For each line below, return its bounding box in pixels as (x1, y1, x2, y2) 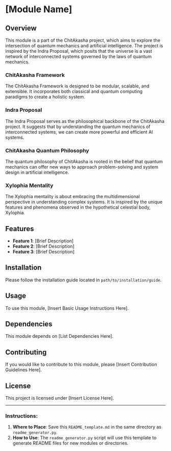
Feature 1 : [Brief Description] (12, 238, 74, 244)
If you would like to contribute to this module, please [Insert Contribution (5, 362, 157, 368)
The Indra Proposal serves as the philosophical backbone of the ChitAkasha (5, 118, 164, 124)
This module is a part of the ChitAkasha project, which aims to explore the (5, 37, 160, 43)
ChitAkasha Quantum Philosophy (5, 147, 90, 154)
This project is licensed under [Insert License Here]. (5, 395, 115, 401)
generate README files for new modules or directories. (12, 440, 129, 446)
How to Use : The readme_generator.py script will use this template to (12, 435, 157, 441)
